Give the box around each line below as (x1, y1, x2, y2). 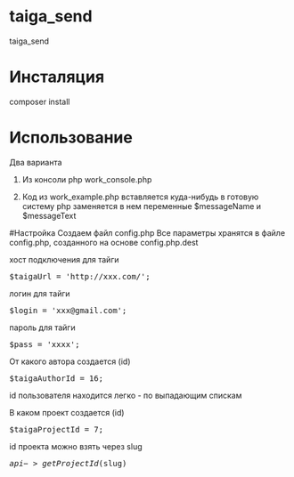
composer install (9, 96, 70, 107)
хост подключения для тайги (9, 254, 119, 264)
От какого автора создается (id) (9, 356, 131, 367)
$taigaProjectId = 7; (9, 424, 104, 434)
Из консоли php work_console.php (21, 174, 152, 184)
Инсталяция (9, 67, 105, 87)
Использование (9, 127, 134, 148)
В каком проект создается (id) (9, 407, 125, 417)
